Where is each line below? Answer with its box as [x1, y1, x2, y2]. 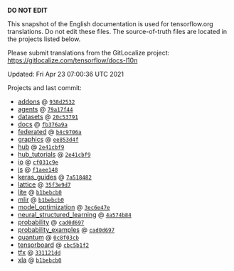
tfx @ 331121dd [17, 248, 61, 256]
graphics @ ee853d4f [17, 135, 79, 143]
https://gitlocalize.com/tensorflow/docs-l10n [7, 56, 138, 65]
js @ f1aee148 [17, 165, 58, 173]
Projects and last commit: [7, 84, 82, 92]
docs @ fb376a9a [17, 120, 68, 128]
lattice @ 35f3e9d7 [17, 180, 71, 189]
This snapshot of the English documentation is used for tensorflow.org [7, 20, 213, 28]
